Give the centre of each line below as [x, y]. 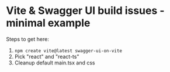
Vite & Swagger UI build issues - [85, 11]
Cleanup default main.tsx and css [55, 63]
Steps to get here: [28, 39]
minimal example [48, 23]
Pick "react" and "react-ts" [47, 56]
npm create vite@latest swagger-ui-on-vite [68, 51]
